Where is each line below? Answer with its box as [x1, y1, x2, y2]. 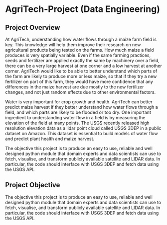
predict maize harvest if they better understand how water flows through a [5, 104, 158, 110]
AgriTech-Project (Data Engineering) [5, 3, 161, 15]
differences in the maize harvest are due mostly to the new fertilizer [5, 84, 144, 90]
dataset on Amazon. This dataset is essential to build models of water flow [5, 131, 158, 136]
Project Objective [5, 181, 60, 189]
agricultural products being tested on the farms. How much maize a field [5, 47, 154, 53]
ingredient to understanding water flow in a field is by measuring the [5, 115, 146, 120]
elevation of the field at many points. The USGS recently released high [5, 120, 150, 126]
